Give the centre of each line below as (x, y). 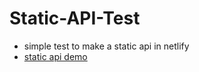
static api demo (55, 56)
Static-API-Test (75, 18)
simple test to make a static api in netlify (106, 46)
